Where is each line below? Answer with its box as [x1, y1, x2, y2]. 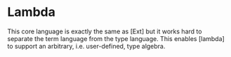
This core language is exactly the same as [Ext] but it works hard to [7, 27, 202, 35]
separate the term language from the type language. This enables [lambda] [7, 34, 225, 42]
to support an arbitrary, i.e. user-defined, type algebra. [7, 42, 166, 50]
